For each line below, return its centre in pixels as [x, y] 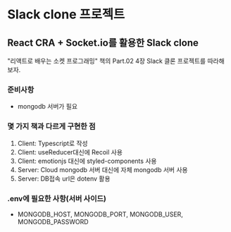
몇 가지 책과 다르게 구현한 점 [51, 126]
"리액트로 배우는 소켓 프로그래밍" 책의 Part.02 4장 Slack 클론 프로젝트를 [107, 61]
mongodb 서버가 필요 [48, 106]
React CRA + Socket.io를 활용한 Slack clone [103, 43]
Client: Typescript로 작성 [52, 143]
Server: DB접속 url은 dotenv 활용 [64, 178]
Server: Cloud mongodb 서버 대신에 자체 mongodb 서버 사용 [102, 169]
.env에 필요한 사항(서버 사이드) [57, 198]
